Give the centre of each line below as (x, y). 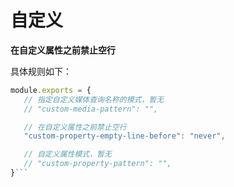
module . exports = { (51, 90)
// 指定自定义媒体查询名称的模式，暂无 (94, 99)
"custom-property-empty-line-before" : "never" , (124, 136)
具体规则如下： (41, 71)
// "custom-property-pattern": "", (97, 164)
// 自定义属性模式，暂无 (67, 154)
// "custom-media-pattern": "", (91, 109)
